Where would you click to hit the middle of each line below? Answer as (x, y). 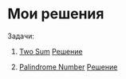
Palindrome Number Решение (68, 67)
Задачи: (21, 36)
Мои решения (56, 14)
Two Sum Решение (51, 51)
